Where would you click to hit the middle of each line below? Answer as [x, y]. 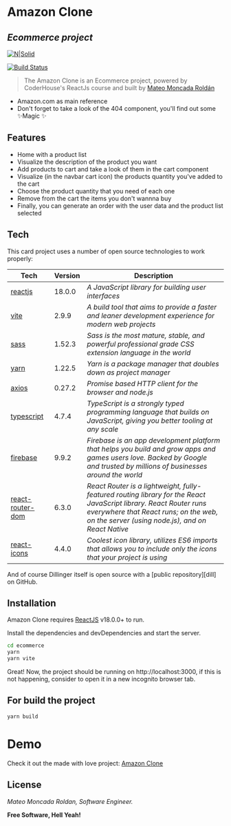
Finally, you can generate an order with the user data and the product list [120, 205]
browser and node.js [120, 392]
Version [67, 275]
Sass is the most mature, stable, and [146, 335]
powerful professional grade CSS [141, 343]
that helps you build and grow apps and [151, 449]
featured [101, 494]
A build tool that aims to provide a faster [152, 307]
